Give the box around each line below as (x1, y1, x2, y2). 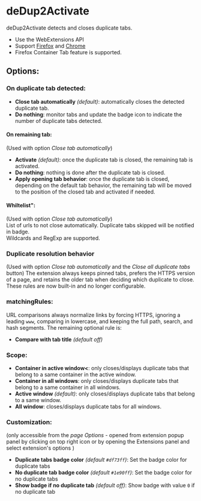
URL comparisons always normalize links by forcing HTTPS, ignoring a (6, 311, 181, 318)
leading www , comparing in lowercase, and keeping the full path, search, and (6, 318, 193, 325)
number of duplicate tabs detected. (14, 117, 103, 124)
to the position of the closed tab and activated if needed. (14, 188, 155, 195)
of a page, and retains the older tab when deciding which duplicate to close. (6, 276, 194, 283)
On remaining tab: (6, 131, 52, 138)
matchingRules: (6, 297, 53, 306)
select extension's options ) (6, 444, 75, 452)
